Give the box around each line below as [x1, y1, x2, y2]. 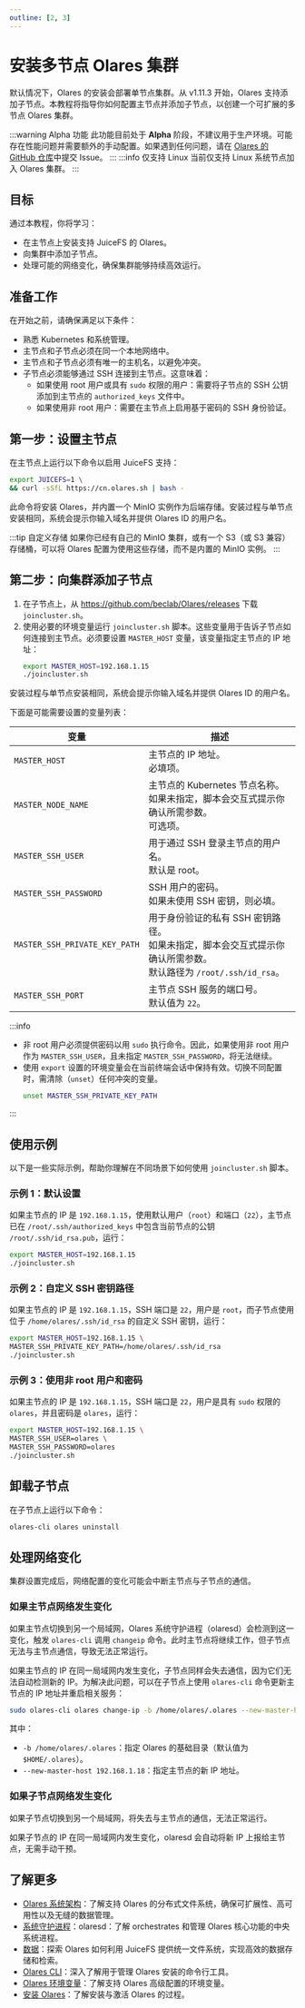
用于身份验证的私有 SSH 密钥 [148, 911, 272, 924]
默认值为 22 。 [148, 997, 206, 1009]
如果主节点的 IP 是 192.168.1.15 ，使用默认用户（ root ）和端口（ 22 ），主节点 [9, 1209, 292, 1221]
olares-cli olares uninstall [9, 1522, 120, 1531]
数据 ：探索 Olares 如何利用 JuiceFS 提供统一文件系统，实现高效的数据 [22, 1944, 286, 1954]
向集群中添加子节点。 [22, 249, 103, 260]
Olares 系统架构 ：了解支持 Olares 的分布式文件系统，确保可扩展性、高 [22, 1898, 285, 1909]
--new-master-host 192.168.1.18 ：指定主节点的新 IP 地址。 [22, 1765, 245, 1776]
